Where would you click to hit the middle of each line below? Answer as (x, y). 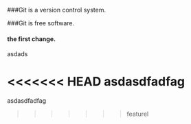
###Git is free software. (41, 23)
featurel (138, 114)
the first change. (32, 39)
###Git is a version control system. (57, 10)
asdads (18, 54)
